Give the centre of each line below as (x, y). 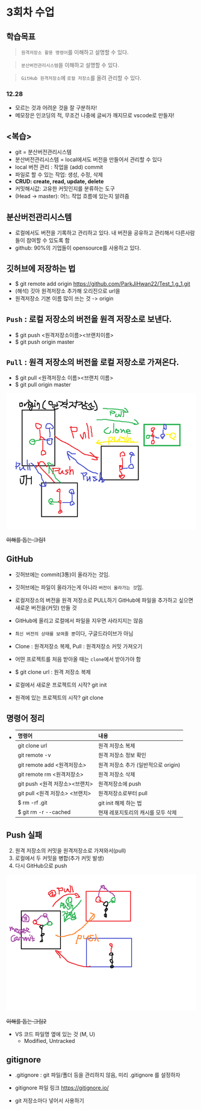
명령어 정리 (26, 718)
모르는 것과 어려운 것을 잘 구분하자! (56, 108)
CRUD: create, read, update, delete (59, 181)
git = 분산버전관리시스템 (43, 152)
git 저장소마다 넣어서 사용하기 (49, 1101)
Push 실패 (24, 835)
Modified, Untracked (49, 1041)
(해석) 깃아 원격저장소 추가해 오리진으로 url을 (67, 291)
